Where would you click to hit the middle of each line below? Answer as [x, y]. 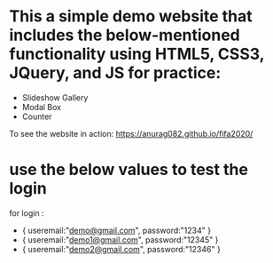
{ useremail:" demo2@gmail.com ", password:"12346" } [121, 249]
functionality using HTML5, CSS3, [136, 54]
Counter [37, 116]
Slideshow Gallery [55, 97]
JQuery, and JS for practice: [115, 73]
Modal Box [42, 107]
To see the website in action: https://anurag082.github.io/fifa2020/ [131, 133]
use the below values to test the [129, 170]
